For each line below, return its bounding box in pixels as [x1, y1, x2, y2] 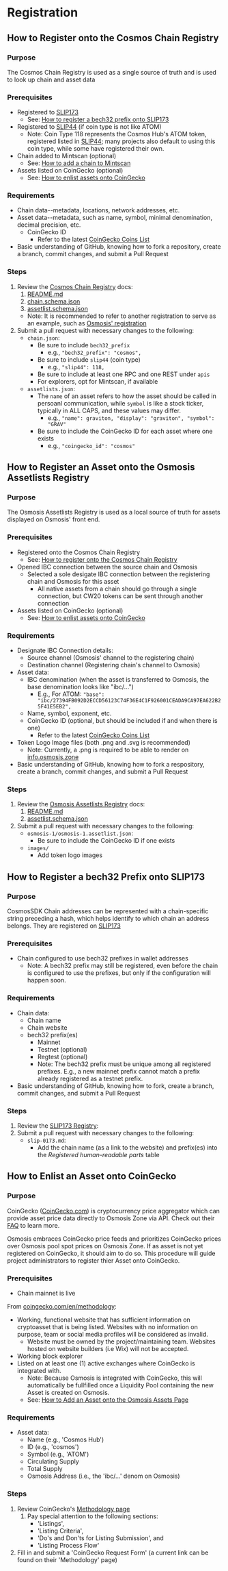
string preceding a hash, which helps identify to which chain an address [7, 915, 210, 923]
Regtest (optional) [37, 1052, 88, 1061]
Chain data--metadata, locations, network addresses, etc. [16, 206, 180, 214]
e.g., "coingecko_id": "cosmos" [47, 441, 135, 449]
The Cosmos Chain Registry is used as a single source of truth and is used [7, 68, 217, 76]
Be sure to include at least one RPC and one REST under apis [37, 370, 210, 378]
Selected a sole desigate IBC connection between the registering [27, 570, 210, 578]
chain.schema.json [27, 297, 81, 306]
